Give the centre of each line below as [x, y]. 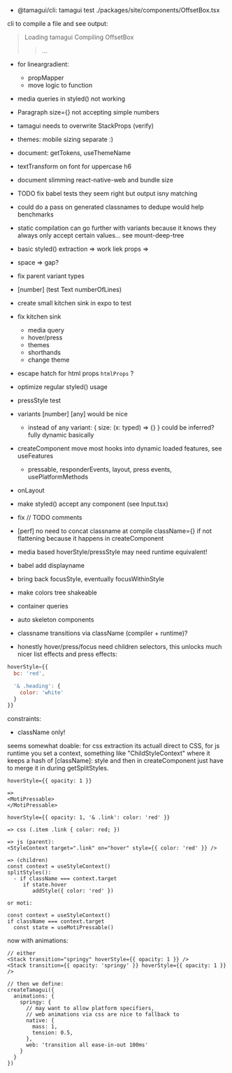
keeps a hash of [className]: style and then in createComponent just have [115, 761]
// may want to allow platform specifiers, [90, 1009]
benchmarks [35, 214]
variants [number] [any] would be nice [72, 414]
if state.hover [45, 885]
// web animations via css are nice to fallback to [102, 1015]
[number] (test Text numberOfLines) [70, 290]
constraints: [24, 719]
